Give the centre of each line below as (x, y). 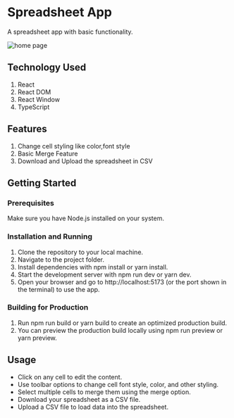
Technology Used (47, 68)
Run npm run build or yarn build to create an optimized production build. (122, 323)
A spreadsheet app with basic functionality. (70, 32)
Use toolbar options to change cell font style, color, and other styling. (118, 384)
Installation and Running (50, 236)
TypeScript (33, 107)
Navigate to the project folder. (61, 259)
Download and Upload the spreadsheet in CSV (85, 161)
